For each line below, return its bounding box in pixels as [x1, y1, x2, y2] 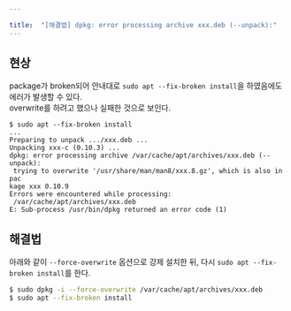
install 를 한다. [36, 268, 91, 278]
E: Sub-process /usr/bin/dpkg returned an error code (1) [9, 205, 227, 215]
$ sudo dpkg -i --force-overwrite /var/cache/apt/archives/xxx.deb [9, 285, 264, 294]
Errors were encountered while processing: [9, 190, 172, 199]
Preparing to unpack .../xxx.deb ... [9, 136, 149, 145]
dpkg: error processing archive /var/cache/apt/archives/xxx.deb [9, 151, 255, 160]
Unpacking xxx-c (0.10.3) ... [9, 143, 121, 153]
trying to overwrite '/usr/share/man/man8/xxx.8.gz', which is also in [12, 167, 283, 176]
